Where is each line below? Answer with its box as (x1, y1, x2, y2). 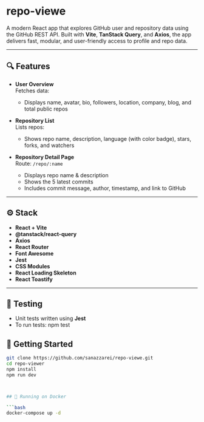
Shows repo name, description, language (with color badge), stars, (24, 135, 191, 142)
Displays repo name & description (24, 171, 109, 179)
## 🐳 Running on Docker (6, 393, 67, 400)
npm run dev (6, 372, 36, 378)
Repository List (15, 117, 55, 124)
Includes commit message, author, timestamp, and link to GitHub (24, 184, 186, 192)
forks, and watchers (24, 141, 75, 149)
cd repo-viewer (6, 361, 45, 367)
